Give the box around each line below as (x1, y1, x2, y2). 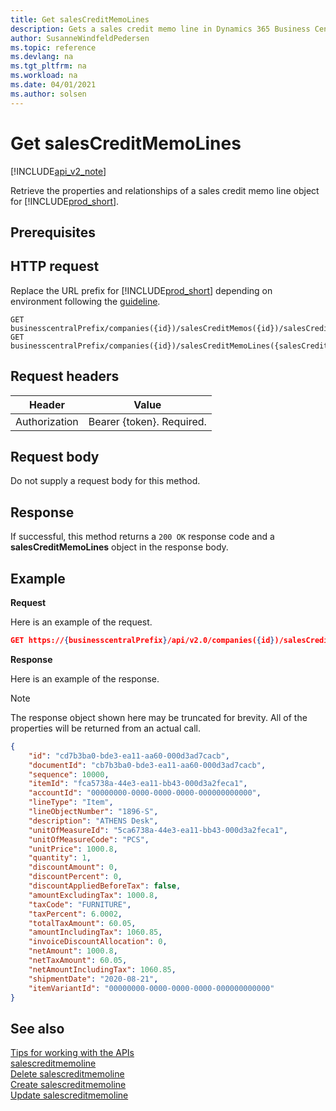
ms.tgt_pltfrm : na (10, 61, 87, 71)
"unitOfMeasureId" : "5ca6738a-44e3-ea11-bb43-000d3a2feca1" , (28, 825, 288, 835)
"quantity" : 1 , (28, 853, 92, 863)
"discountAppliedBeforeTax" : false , (28, 881, 182, 891)
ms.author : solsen (10, 89, 87, 99)
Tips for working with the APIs (10, 1047, 135, 1059)
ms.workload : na (10, 71, 78, 81)
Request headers (10, 368, 120, 385)
